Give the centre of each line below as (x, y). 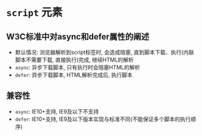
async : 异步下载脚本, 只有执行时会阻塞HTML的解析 (77, 67)
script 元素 (34, 12)
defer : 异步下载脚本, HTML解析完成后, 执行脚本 (74, 75)
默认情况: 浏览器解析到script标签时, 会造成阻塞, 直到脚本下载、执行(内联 (105, 52)
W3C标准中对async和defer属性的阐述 (78, 37)
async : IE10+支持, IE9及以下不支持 (57, 111)
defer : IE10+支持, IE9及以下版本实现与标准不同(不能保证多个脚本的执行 (103, 119)
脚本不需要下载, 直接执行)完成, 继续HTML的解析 (74, 60)
